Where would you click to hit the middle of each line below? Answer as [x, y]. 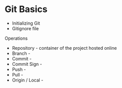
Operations [16, 38]
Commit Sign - [27, 64]
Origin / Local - [28, 80]
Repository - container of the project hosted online [64, 48]
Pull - [18, 74]
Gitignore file [25, 28]
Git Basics [26, 9]
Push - [19, 69]
